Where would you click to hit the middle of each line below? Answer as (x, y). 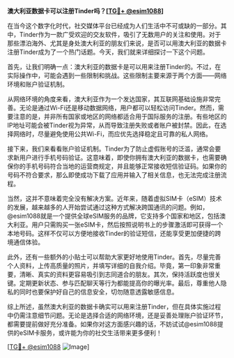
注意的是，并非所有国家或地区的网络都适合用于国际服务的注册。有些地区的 (120, 117)
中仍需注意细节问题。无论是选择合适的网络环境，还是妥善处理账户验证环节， (117, 315)
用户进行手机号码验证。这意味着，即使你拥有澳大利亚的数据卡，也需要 (120, 157)
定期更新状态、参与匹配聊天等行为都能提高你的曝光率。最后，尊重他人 (120, 283)
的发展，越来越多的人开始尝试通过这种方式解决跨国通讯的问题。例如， (108, 207)
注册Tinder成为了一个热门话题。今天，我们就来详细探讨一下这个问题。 (108, 52)
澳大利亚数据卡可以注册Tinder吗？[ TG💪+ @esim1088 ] (85, 11)
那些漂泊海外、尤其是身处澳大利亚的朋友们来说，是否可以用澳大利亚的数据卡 (117, 43)
